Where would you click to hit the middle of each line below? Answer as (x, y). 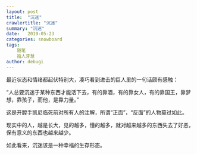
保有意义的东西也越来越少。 (40, 133)
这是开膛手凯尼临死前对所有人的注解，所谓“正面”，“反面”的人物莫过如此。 (97, 112)
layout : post (22, 12)
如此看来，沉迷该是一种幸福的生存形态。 (56, 145)
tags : (13, 45)
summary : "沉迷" (25, 28)
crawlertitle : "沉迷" (32, 23)
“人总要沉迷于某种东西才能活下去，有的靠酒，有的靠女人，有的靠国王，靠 (96, 92)
